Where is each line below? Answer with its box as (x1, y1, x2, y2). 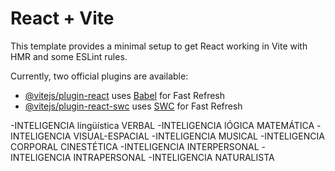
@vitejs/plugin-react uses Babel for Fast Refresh (24, 89, 226, 101)
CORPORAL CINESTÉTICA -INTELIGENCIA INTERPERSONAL (10, 140, 260, 152)
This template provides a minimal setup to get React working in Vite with (10, 40, 308, 52)
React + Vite (10, 7, 115, 30)
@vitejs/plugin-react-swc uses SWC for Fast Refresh (24, 100, 243, 112)
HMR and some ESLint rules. (10, 50, 128, 62)
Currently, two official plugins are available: (10, 70, 189, 82)
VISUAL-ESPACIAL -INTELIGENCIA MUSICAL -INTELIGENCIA (73, 130, 325, 142)
